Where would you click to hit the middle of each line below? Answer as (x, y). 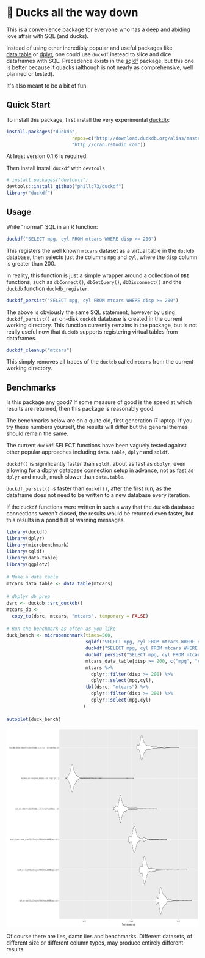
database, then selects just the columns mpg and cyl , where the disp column (102, 257)
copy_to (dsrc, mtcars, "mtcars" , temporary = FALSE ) (80, 616)
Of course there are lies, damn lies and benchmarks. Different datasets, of (99, 936)
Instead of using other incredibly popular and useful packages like (89, 48)
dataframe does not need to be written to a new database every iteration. (98, 495)
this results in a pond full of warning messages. (66, 520)
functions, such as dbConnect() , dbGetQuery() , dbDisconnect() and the (94, 282)
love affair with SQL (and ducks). (48, 36)
